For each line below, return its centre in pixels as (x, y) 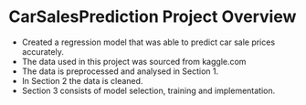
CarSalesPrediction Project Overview (153, 17)
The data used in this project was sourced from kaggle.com (134, 61)
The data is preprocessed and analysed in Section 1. (120, 71)
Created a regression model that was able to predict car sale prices (148, 42)
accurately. (43, 51)
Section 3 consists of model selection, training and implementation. (148, 90)
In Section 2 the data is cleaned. (82, 80)
